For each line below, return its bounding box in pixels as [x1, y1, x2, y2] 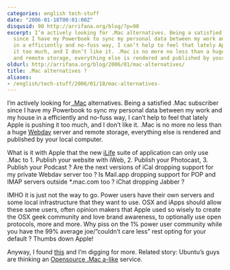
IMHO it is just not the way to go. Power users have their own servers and [7, 191, 214, 199]
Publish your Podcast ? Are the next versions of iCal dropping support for [7, 163, 214, 171]
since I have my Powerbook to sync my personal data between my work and [7, 106, 222, 114]
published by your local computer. [7, 135, 103, 144]
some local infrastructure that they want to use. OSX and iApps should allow [7, 198, 222, 206]
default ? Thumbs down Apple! [7, 234, 94, 243]
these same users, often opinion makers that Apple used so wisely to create [7, 206, 221, 214]
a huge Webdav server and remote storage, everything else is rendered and [7, 128, 221, 136]
